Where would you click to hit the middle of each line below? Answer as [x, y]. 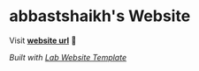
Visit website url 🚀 [43, 40]
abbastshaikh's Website [100, 16]
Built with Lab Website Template [68, 57]
